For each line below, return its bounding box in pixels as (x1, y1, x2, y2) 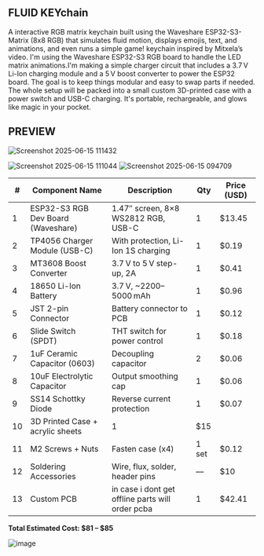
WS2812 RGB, (111, 212, 166, 223)
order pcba (111, 503, 153, 514)
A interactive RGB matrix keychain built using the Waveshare (8, 27, 204, 36)
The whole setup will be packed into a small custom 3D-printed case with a (8, 86, 251, 95)
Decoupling (111, 348, 155, 359)
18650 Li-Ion (30, 280, 81, 291)
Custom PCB (30, 493, 77, 504)
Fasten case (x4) (111, 443, 174, 454)
